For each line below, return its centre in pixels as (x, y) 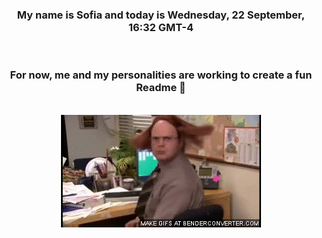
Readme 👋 (161, 88)
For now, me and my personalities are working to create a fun (161, 75)
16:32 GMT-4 (161, 27)
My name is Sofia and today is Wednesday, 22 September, (161, 15)
